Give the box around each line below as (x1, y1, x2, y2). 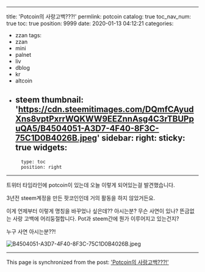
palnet (15, 51, 32, 58)
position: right (21, 164, 62, 170)
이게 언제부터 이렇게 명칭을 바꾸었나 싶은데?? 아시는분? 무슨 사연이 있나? (6, 207, 179, 215)
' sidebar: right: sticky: (96, 133, 185, 144)
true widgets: (15, 142, 68, 153)
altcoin (15, 77, 32, 84)
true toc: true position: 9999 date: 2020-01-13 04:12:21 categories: (6, 20, 174, 27)
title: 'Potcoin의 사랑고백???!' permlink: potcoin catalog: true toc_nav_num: (6, 13, 191, 20)
